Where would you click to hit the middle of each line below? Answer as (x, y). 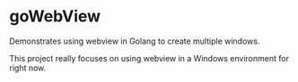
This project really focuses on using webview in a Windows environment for (149, 58)
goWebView (55, 16)
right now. (28, 68)
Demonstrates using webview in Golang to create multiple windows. (135, 41)
